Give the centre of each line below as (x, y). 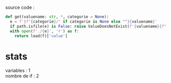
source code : (20, 7)
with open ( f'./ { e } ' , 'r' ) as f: (45, 31)
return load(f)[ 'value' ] (41, 36)
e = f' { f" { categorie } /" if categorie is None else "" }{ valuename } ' (84, 22)
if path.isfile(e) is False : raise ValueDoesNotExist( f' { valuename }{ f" (88, 26)
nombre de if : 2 (22, 76)
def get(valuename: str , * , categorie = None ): (57, 17)
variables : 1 (18, 71)
